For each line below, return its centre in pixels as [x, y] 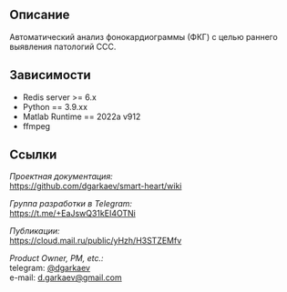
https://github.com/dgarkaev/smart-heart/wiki [96, 186]
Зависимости [50, 75]
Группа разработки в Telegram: [71, 204]
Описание [40, 15]
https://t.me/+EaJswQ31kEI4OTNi [73, 214]
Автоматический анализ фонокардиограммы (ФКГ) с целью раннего [143, 36]
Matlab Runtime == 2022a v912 [82, 116]
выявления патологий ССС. [63, 46]
